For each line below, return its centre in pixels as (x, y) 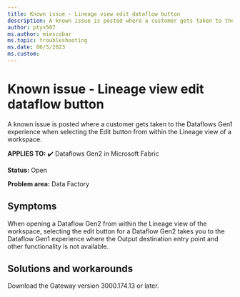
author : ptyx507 (31, 27)
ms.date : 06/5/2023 (36, 47)
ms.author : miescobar (40, 34)
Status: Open (27, 170)
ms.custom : (24, 54)
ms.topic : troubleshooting (47, 41)
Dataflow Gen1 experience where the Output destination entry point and (113, 238)
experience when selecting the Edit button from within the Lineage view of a (120, 131)
